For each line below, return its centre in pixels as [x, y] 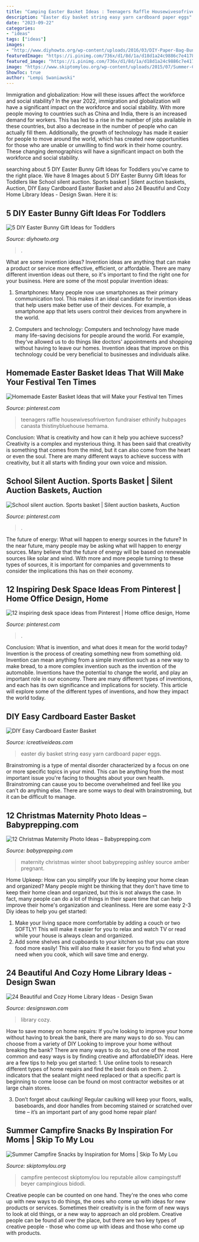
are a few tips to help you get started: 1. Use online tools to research [89, 1062]
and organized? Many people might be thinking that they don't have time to [98, 886]
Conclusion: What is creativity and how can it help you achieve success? [95, 437]
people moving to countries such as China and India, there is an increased [97, 114]
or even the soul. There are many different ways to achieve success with [95, 456]
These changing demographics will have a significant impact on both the [95, 151]
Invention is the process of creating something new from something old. [94, 654]
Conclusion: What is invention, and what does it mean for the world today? [97, 647]
